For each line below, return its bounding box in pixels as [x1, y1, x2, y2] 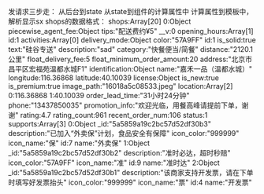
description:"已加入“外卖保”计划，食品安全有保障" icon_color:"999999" [8, 129, 240, 137]
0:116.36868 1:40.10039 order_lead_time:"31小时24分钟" [8, 91, 191, 100]
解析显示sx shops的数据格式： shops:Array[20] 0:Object [8, 16, 191, 26]
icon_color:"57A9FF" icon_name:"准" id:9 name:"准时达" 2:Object [8, 158, 221, 167]
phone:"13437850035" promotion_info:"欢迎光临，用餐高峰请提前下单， [8, 101, 242, 110]
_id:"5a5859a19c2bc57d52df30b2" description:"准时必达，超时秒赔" [8, 148, 231, 157]
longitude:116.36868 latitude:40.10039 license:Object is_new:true [8, 73, 219, 82]
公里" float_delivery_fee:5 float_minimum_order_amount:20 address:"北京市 [8, 54, 252, 64]
